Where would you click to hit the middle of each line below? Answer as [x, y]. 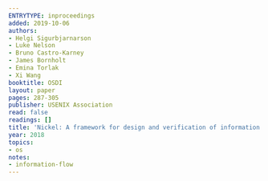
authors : [23, 30]
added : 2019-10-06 [39, 23]
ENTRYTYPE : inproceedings [51, 16]
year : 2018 [26, 135]
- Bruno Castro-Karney [46, 53]
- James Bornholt [37, 61]
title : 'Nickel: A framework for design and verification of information [134, 127]
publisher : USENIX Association [61, 105]
